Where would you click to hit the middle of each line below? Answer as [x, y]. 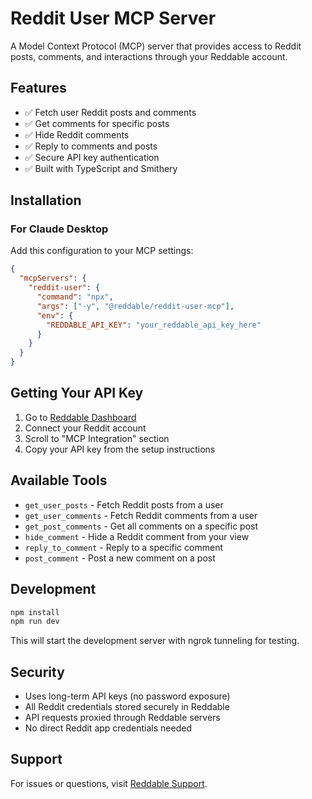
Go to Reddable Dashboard [80, 417]
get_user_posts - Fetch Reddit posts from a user [124, 504]
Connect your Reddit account [85, 428]
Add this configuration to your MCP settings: [102, 251]
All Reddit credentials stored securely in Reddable [127, 707]
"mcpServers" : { [53, 278]
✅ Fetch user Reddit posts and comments [110, 112]
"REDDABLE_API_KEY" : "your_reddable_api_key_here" [154, 325]
